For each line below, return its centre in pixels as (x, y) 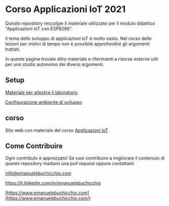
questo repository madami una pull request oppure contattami (70, 164)
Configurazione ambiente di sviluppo (44, 102)
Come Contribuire (34, 146)
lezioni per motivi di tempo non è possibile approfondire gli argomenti (78, 43)
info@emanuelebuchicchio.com (38, 173)
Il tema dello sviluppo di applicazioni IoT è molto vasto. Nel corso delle (78, 38)
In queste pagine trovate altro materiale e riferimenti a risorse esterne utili (82, 59)
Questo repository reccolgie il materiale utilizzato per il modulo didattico (80, 23)
